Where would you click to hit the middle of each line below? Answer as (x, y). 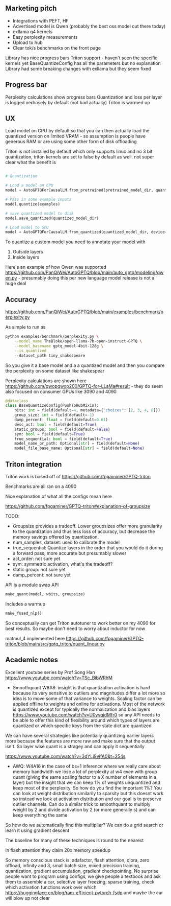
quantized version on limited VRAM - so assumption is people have (76, 136)
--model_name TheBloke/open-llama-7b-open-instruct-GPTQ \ (78, 341)
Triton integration (34, 464)
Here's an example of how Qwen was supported (56, 267)
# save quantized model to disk (39, 213)
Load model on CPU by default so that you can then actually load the (77, 131)
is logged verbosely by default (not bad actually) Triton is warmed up (78, 102)
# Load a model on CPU (29, 185)
